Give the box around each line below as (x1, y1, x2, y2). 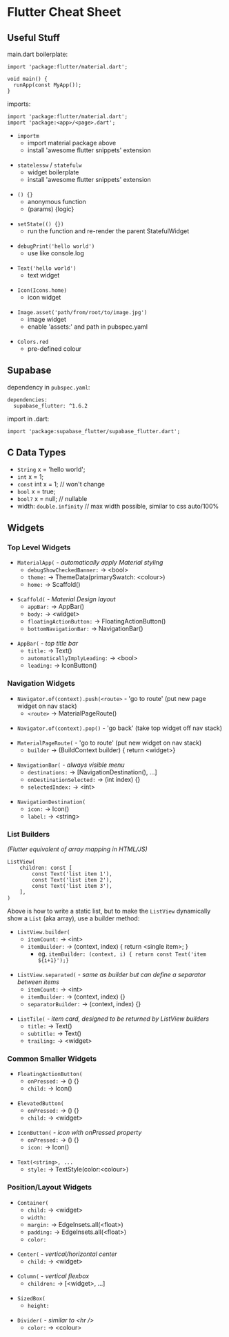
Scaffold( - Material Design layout (17, 595, 116, 603)
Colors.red (17, 338, 49, 345)
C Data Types (7, 447, 66, 459)
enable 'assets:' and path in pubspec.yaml (27, 322, 148, 331)
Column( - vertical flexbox (17, 1271, 90, 1280)
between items (17, 977, 60, 986)
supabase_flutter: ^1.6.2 (13, 402, 88, 409)
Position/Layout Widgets (7, 1183, 92, 1192)
